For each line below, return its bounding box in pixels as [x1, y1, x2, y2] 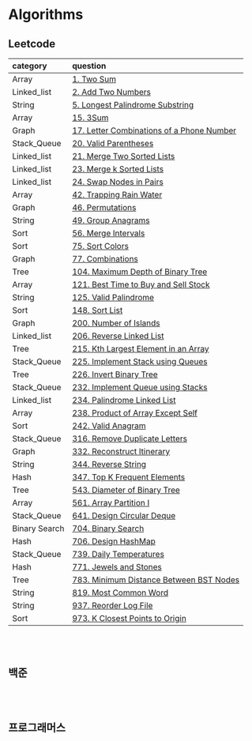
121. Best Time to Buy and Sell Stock [72, 279, 210, 290]
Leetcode [8, 37, 56, 51]
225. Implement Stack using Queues [72, 356, 208, 367]
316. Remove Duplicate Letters [72, 433, 188, 444]
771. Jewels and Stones [72, 562, 162, 572]
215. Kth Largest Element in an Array [72, 344, 209, 354]
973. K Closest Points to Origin [72, 613, 187, 623]
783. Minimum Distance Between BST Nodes [72, 574, 239, 585]
